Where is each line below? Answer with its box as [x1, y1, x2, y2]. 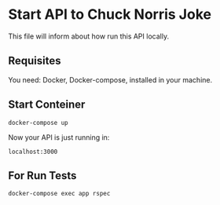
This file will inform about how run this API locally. [8, 31, 170, 41]
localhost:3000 [8, 148, 58, 156]
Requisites [8, 54, 61, 68]
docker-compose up [8, 119, 68, 126]
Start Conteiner [8, 98, 86, 112]
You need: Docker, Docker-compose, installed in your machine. [8, 75, 213, 84]
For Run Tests [8, 169, 77, 182]
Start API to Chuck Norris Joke [8, 5, 212, 24]
